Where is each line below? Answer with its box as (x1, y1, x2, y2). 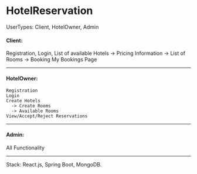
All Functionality (6, 144, 45, 151)
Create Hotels (6, 98, 41, 104)
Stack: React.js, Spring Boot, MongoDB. (6, 161, 102, 168)
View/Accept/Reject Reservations (6, 113, 88, 119)
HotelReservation (6, 4, 93, 18)
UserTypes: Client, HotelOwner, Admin (6, 23, 99, 30)
